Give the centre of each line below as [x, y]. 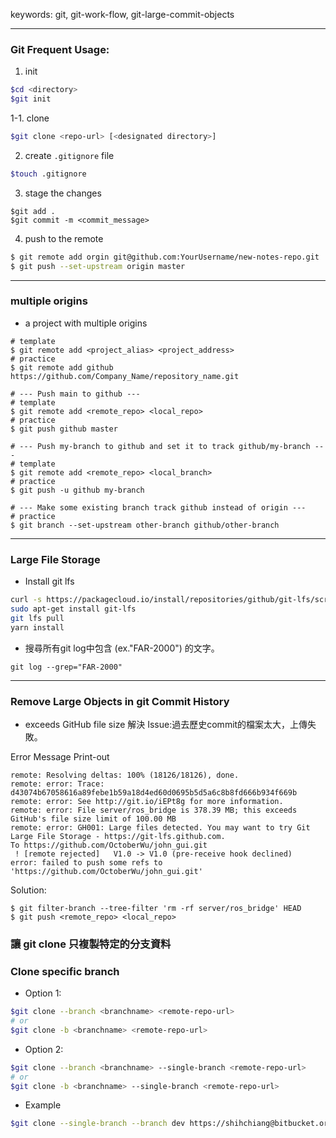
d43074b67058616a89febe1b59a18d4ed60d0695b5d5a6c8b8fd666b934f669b [154, 792]
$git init [31, 99]
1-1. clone [30, 118]
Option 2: [44, 1049]
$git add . [33, 211]
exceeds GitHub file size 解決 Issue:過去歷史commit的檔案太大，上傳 [166, 724]
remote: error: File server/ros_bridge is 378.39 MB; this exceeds [154, 810]
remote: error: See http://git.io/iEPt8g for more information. [147, 801]
